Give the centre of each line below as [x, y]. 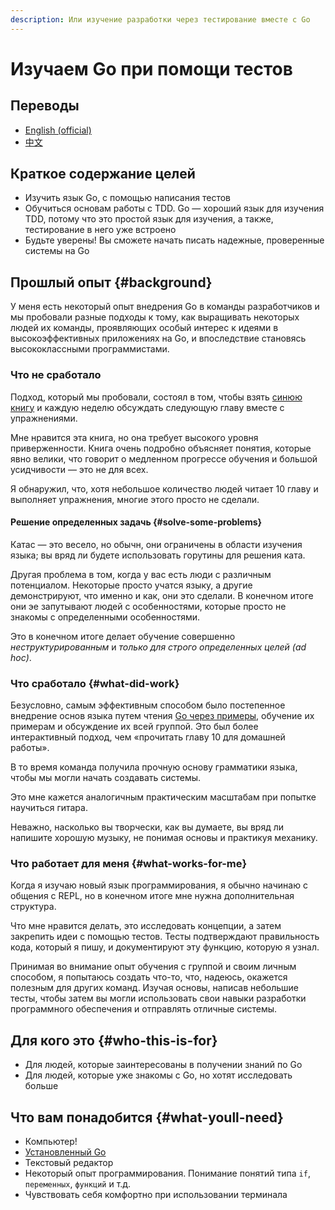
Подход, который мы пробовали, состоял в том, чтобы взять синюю [156, 397]
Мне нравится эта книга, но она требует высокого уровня [134, 437]
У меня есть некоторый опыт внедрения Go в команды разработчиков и [165, 307]
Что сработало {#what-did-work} [95, 683]
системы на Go [57, 251]
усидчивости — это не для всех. [79, 469]
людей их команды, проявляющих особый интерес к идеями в [144, 328]
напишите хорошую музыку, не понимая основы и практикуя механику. [164, 838]
